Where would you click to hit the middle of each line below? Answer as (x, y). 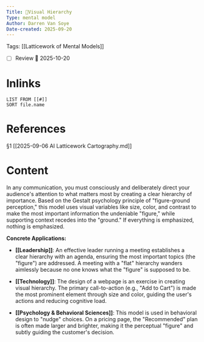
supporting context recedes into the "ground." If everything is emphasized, (100, 220)
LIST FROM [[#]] (27, 100)
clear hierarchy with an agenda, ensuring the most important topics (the (105, 256)
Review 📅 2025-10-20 (42, 58)
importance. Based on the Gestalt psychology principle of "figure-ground (98, 201)
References (36, 129)
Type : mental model (31, 18)
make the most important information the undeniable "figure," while (91, 214)
